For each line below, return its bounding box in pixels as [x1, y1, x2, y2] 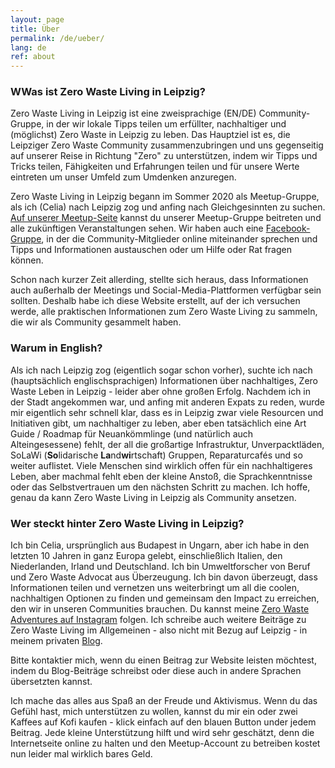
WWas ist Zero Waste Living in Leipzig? [10, 85, 206, 99]
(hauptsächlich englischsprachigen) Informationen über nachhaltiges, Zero [10, 374, 319, 386]
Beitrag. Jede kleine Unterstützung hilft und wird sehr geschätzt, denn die [10, 727, 315, 739]
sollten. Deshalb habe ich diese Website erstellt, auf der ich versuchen [10, 295, 301, 307]
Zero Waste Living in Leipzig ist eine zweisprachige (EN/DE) [10, 107, 257, 120]
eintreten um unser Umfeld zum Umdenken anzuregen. [10, 171, 237, 183]
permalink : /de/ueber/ [10, 33, 105, 43]
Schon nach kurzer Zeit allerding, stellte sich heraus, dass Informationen [10, 274, 309, 286]
